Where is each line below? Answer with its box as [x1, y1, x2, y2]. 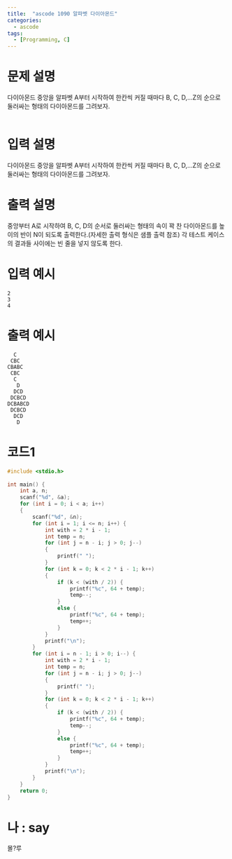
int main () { [7, 481, 45, 488]
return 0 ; [20, 787, 49, 794]
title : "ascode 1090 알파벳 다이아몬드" [7, 10, 118, 18]
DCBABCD [7, 400, 30, 407]
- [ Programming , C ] [13, 36, 71, 43]
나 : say [7, 820, 50, 835]
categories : [7, 17, 42, 24]
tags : [7, 29, 23, 37]
